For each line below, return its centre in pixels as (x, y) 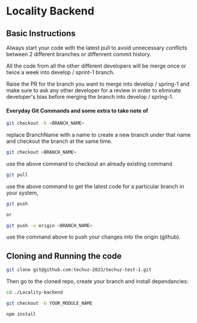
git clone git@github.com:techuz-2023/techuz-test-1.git (79, 270)
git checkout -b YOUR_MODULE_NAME (50, 303)
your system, (23, 193)
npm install (21, 314)
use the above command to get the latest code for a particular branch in (95, 186)
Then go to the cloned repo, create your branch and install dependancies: (97, 281)
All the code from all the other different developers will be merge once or (96, 66)
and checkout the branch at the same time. (59, 141)
